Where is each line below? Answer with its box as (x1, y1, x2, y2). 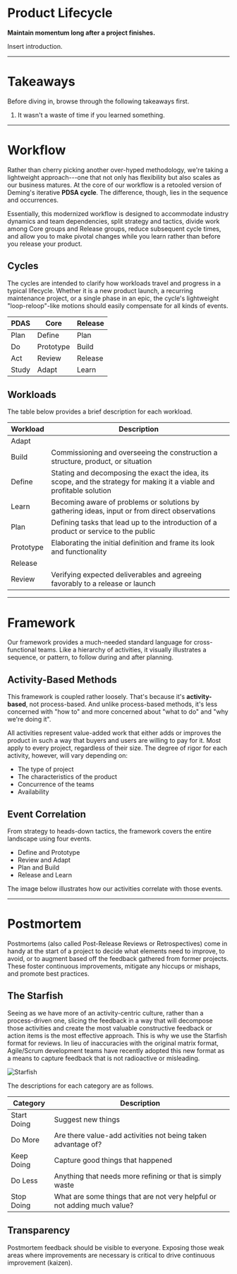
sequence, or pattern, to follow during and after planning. (7, 653, 174, 661)
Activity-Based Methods (7, 673, 118, 686)
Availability (17, 787, 49, 796)
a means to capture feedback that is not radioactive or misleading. (7, 1054, 200, 1062)
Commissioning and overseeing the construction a (51, 448, 218, 457)
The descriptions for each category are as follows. (7, 1081, 154, 1090)
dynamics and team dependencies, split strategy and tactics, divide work (7, 217, 220, 225)
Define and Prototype (17, 848, 80, 856)
